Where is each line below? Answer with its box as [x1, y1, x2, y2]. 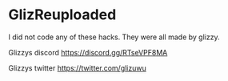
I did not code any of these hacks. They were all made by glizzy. [8, 32, 220, 42]
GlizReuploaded [8, 6, 117, 24]
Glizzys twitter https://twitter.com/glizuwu [8, 63, 146, 73]
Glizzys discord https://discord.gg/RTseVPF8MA [8, 47, 168, 57]
